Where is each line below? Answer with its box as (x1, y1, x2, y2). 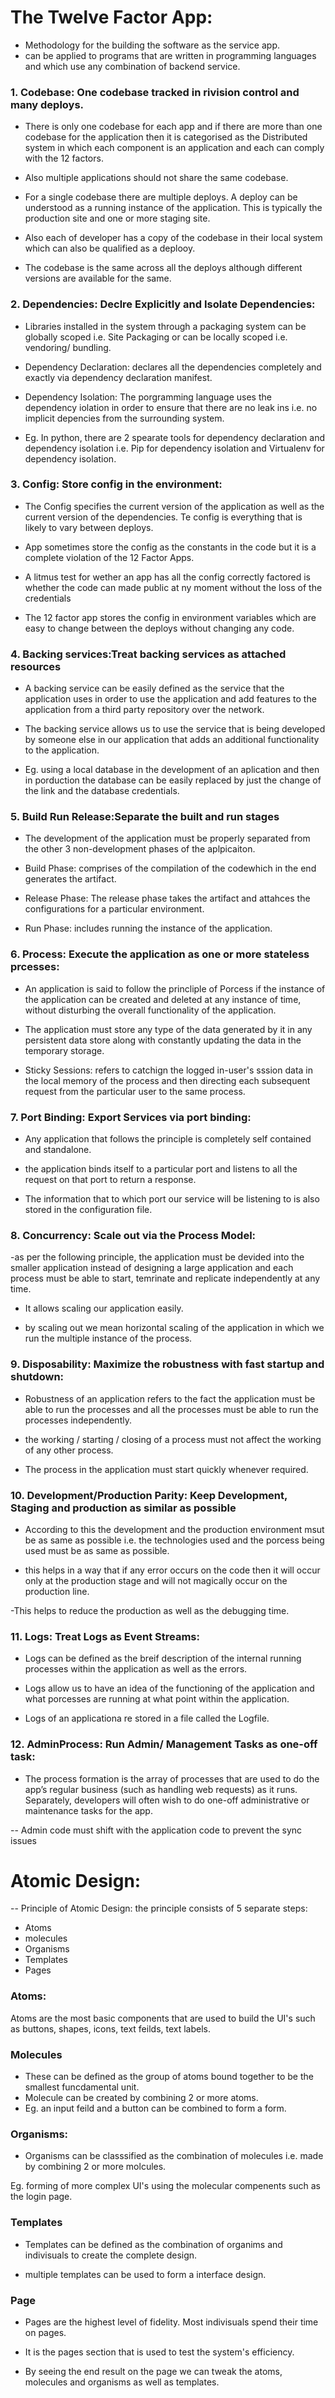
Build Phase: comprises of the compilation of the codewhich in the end (24, 862, 317, 875)
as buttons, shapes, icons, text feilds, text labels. (10, 2022, 212, 2035)
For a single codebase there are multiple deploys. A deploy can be (24, 191, 298, 203)
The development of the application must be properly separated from (24, 832, 311, 845)
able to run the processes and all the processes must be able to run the (24, 1403, 319, 1415)
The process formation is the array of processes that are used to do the (24, 1772, 320, 1785)
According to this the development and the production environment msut (24, 1523, 325, 1535)
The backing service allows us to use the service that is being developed (24, 723, 326, 735)
